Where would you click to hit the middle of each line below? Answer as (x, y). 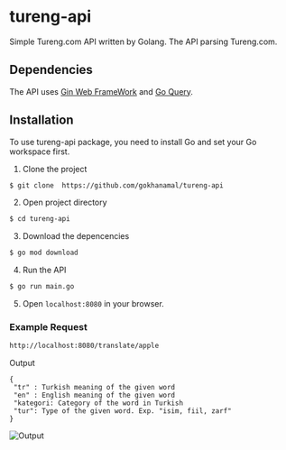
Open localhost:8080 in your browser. (93, 304)
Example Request (48, 326)
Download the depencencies (76, 236)
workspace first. (40, 152)
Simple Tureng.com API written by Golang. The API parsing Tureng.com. (143, 41)
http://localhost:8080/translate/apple (84, 346)
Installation (42, 120)
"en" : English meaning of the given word (94, 395)
